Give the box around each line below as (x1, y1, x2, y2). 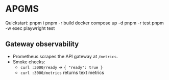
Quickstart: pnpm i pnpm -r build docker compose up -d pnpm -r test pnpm (5, 20, 164, 26)
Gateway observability (5, 40, 79, 49)
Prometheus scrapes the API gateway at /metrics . (12, 53, 118, 59)
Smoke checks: (12, 59, 45, 65)
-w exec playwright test (5, 25, 55, 31)
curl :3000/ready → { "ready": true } (20, 64, 103, 70)
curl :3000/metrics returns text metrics (20, 69, 105, 75)
